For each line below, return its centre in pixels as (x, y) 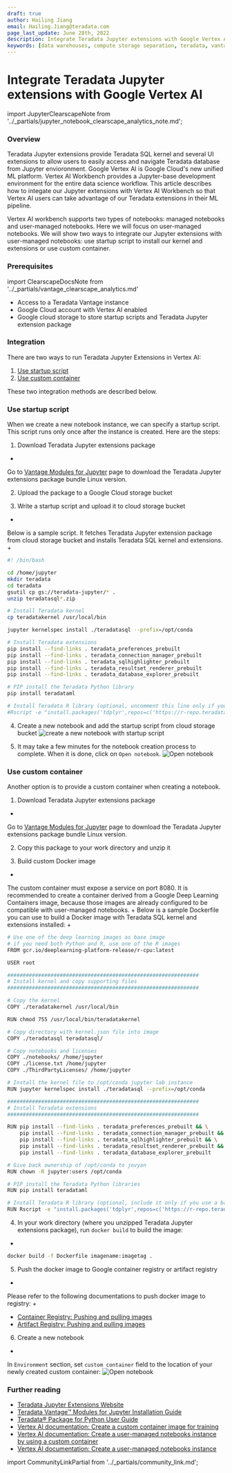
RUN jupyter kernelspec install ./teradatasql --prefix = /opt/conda (106, 1089)
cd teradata (24, 585)
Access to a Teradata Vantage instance (73, 302)
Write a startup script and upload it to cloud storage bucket (101, 506)
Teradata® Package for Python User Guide (78, 1420)
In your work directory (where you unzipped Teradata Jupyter (105, 1223)
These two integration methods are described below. (82, 391)
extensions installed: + (39, 925)
